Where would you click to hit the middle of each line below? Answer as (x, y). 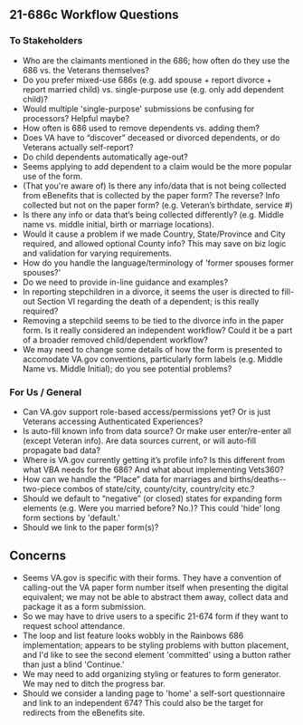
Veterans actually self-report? (78, 147)
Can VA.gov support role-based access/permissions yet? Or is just (147, 411)
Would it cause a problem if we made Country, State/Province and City (154, 234)
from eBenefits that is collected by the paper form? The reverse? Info (151, 195)
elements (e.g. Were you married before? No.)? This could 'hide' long (151, 507)
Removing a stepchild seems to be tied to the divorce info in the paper (153, 320)
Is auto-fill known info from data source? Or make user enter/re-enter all (157, 430)
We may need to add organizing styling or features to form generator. (151, 673)
